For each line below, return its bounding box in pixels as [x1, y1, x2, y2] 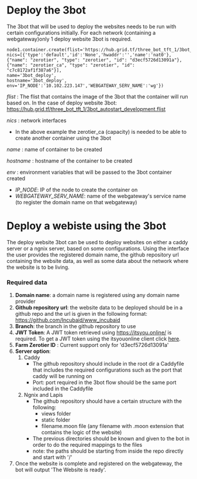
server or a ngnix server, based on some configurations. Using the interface [6, 245, 189, 252]
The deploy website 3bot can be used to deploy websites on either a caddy [6, 238, 188, 245]
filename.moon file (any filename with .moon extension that [41, 423, 184, 430]
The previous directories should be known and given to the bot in [32, 435, 189, 442]
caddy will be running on [32, 373, 92, 380]
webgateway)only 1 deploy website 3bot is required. [6, 35, 132, 42]
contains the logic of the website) [41, 429, 122, 436]
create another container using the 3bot [15, 134, 112, 141]
